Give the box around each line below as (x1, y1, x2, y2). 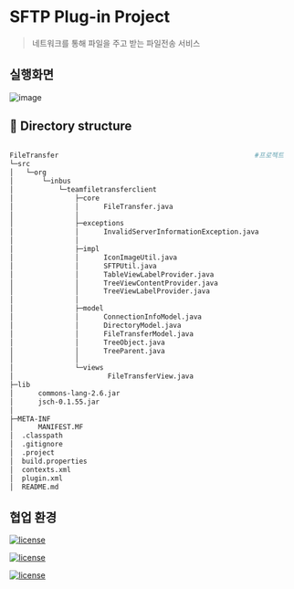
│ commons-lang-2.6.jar (9, 388, 121, 398)
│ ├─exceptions (9, 219, 125, 228)
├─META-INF (9, 414, 51, 424)
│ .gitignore (9, 440, 64, 449)
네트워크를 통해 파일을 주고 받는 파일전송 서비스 (31, 37, 201, 48)
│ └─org (9, 168, 47, 177)
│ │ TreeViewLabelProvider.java (9, 287, 210, 296)
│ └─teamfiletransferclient (9, 184, 157, 194)
